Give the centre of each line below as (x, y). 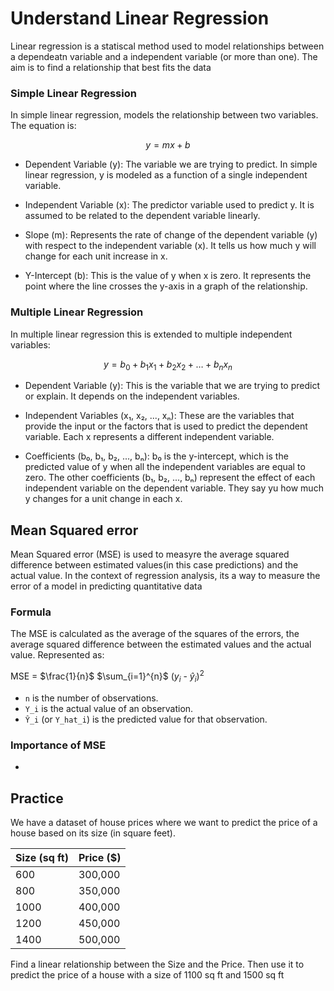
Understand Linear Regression (140, 18)
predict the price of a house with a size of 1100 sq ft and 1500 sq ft (147, 975)
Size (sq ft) (42, 857)
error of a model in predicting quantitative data (106, 586)
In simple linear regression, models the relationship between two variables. (164, 115)
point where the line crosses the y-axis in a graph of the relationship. (166, 286)
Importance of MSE (58, 745)
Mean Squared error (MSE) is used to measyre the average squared (150, 554)
